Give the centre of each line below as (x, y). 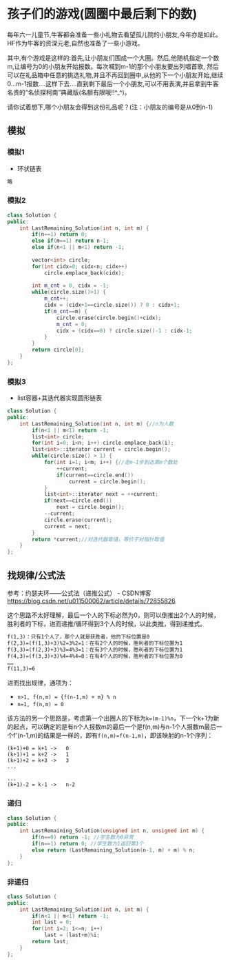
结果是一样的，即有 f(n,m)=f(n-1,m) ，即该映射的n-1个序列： (128, 736)
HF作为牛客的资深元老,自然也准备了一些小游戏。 (75, 43)
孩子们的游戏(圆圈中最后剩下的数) (102, 14)
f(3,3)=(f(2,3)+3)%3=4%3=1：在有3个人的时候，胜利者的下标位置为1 (95, 650)
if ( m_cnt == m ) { (66, 311)
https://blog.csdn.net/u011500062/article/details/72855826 (91, 601)
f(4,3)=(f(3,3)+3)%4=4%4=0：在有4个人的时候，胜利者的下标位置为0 (95, 656)
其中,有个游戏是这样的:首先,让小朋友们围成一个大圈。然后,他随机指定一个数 (113, 58)
